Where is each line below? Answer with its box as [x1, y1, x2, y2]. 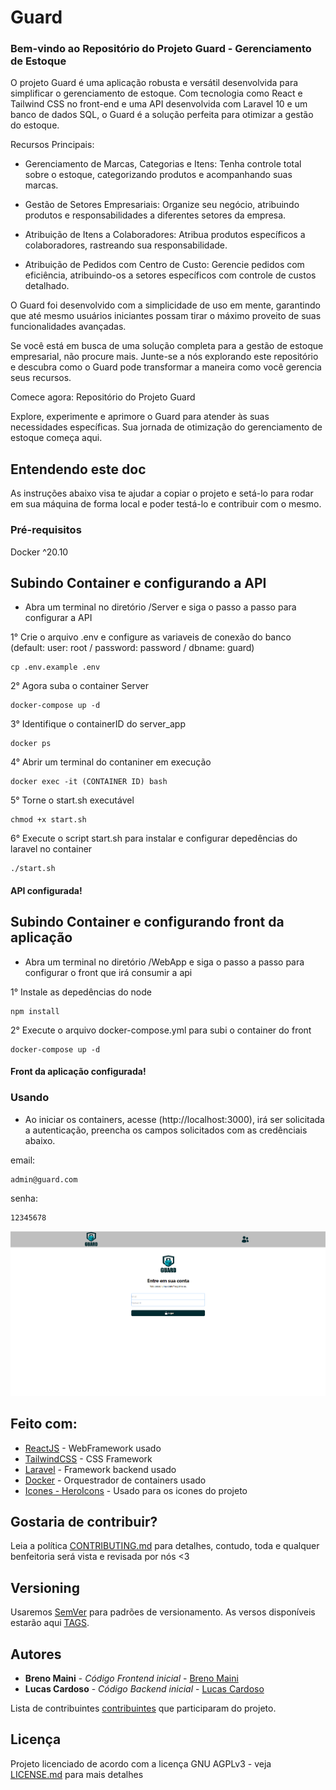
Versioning [10, 1579, 80, 1596]
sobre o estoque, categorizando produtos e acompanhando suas [24, 169, 293, 181]
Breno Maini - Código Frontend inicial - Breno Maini [24, 1672, 239, 1685]
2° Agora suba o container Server [10, 680, 149, 692]
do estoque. [10, 119, 60, 131]
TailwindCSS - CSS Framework [24, 1452, 153, 1465]
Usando [10, 1091, 50, 1105]
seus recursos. [10, 372, 72, 384]
